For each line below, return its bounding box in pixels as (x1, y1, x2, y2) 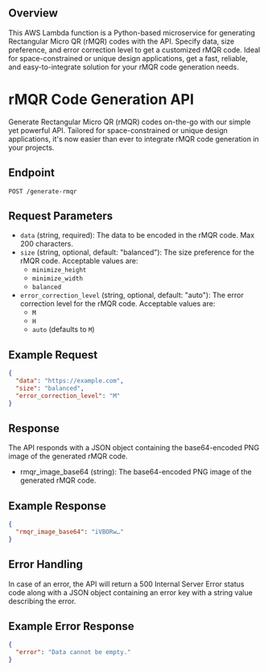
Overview (8, 6, 59, 20)
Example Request (8, 348, 98, 362)
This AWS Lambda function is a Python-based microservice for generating (8, 27, 256, 37)
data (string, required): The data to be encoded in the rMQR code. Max (19, 230, 255, 240)
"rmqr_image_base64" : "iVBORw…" (15, 528, 125, 536)
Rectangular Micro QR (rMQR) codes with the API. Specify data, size (8, 36, 235, 46)
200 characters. (19, 239, 74, 249)
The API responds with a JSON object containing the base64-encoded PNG (8, 443, 260, 453)
